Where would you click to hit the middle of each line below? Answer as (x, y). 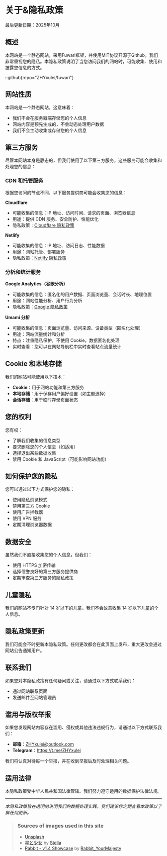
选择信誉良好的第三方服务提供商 (45, 572)
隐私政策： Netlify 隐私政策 (39, 258)
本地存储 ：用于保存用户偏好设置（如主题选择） (60, 393)
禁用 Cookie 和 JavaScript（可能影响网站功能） (61, 459)
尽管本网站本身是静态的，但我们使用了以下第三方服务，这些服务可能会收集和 (83, 160)
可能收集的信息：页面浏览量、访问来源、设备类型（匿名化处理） (78, 328)
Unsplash (35, 837)
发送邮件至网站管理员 (34, 697)
